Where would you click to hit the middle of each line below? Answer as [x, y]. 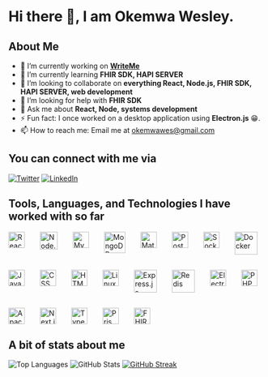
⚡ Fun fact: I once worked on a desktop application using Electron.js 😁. [140, 118]
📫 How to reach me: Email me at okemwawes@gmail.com [117, 130]
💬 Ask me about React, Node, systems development [109, 109]
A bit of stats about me [67, 345]
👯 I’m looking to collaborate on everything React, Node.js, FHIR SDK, [136, 83]
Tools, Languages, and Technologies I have [119, 204]
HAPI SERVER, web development [77, 92]
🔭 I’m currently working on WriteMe [80, 66]
